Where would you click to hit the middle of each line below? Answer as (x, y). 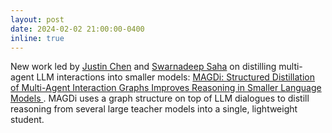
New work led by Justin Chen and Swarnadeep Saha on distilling (143, 67)
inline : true (37, 38)
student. (27, 120)
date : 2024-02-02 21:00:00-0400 (77, 29)
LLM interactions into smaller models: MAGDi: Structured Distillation (175, 77)
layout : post (37, 19)
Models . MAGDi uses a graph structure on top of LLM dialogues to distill (160, 98)
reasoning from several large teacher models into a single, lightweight (154, 109)
